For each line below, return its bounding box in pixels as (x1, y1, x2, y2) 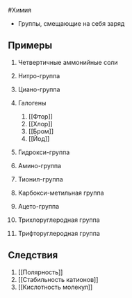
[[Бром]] (28, 127, 54, 135)
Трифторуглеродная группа (17, 229, 100, 237)
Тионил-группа (17, 174, 63, 184)
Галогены (17, 98, 47, 107)
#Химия (8, 6, 32, 14)
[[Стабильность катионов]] (17, 275, 99, 283)
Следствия (8, 249, 58, 261)
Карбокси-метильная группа (17, 188, 104, 197)
